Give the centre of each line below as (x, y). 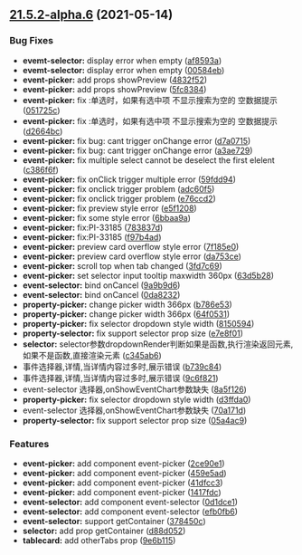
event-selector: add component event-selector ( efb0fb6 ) (130, 512)
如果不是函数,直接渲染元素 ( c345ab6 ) (92, 355)
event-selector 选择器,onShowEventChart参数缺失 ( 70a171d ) (134, 410)
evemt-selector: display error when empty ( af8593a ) (122, 60)
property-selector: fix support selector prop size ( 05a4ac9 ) (135, 420)
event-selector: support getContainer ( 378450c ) (114, 521)
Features (29, 444)
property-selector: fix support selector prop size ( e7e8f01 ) (133, 333)
